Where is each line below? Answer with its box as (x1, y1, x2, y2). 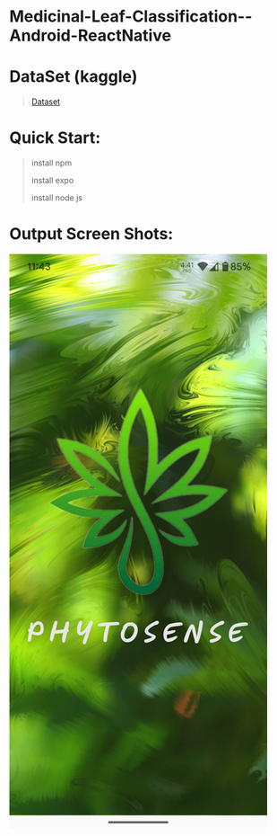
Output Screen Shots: (9, 224, 174, 245)
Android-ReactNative (9, 25, 172, 46)
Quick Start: (9, 128, 101, 148)
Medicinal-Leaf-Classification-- (9, 6, 253, 27)
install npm (30, 157, 73, 168)
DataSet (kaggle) (9, 67, 138, 87)
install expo (30, 175, 74, 186)
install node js (30, 192, 83, 203)
